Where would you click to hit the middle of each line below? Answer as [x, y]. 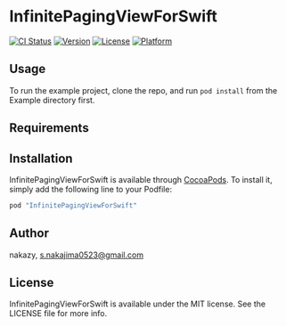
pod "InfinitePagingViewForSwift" [74, 205]
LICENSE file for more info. [58, 314]
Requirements [49, 128]
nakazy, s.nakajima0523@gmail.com [77, 255]
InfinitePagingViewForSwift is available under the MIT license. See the [137, 304]
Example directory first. [52, 100]
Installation [41, 158]
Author [29, 233]
